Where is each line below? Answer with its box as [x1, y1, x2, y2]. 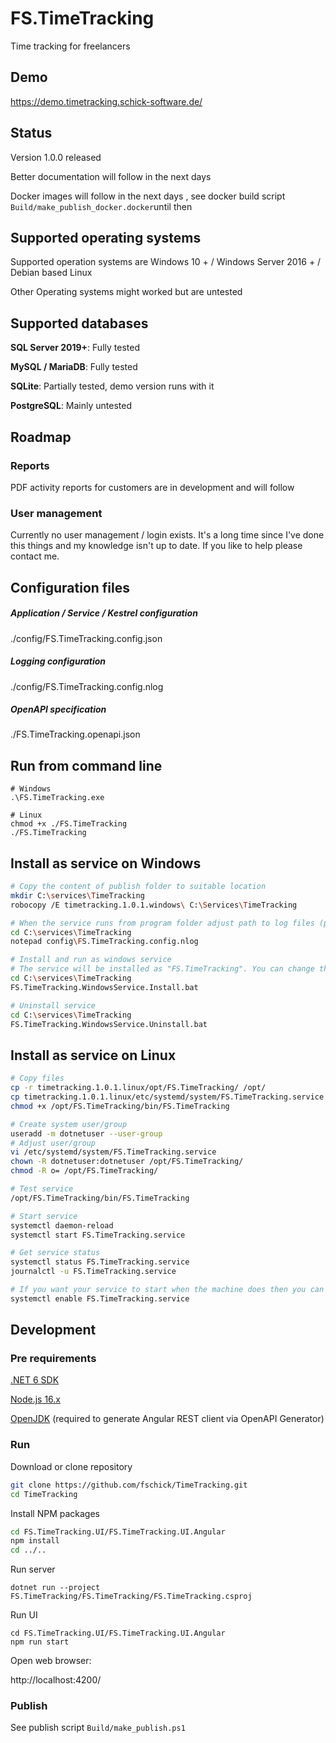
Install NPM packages [10, 1507, 100, 1519]
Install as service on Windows [10, 855, 202, 872]
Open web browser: [10, 1655, 92, 1667]
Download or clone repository [10, 1460, 133, 1472]
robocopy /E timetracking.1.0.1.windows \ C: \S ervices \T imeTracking [10, 900, 298, 910]
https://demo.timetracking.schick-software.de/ [10, 95, 203, 107]
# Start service [10, 1211, 78, 1221]
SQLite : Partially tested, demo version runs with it [10, 380, 215, 392]
